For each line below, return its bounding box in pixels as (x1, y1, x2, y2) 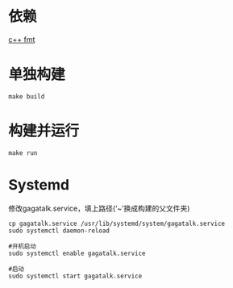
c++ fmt (8, 34, 35, 44)
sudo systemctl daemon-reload (8, 227, 110, 235)
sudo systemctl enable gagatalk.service (8, 249, 147, 257)
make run (8, 148, 38, 157)
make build (8, 92, 45, 101)
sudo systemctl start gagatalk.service (8, 272, 143, 280)
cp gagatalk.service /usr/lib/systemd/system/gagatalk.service (8, 219, 226, 227)
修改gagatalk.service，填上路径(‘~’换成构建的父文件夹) (8, 203, 190, 213)
